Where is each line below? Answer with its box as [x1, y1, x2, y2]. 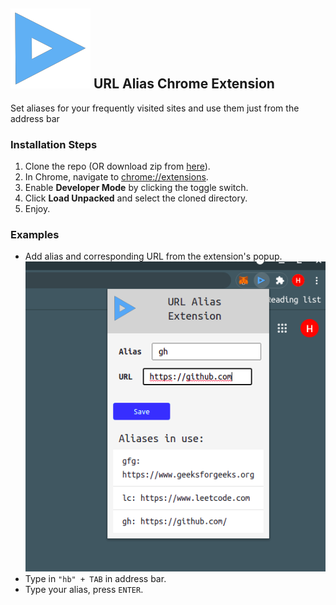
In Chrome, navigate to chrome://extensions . [24, 171, 209, 183]
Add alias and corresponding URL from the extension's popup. [24, 250, 283, 263]
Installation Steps [10, 137, 98, 151]
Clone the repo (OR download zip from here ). [24, 160, 211, 173]
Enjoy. [24, 203, 51, 215]
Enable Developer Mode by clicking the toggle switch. [24, 182, 249, 194]
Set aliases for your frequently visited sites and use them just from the [10, 102, 300, 114]
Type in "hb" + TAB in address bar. [24, 573, 167, 585]
